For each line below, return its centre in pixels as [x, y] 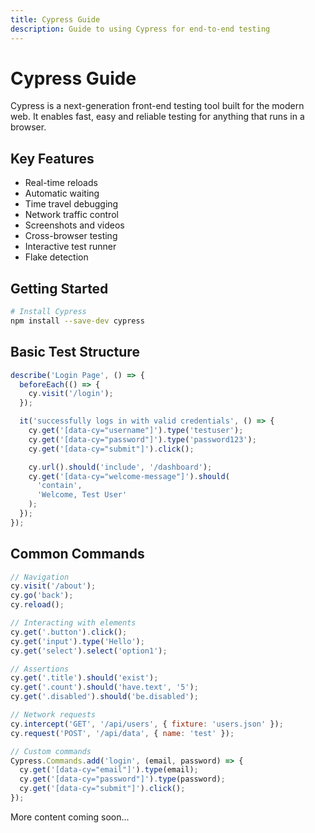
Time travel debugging [71, 204]
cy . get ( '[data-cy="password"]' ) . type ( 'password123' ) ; [142, 439]
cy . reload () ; [37, 605]
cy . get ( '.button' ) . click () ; [69, 632]
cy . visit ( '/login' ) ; [71, 394]
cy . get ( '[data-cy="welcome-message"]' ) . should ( [129, 476]
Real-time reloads [61, 183]
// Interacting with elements [73, 623]
